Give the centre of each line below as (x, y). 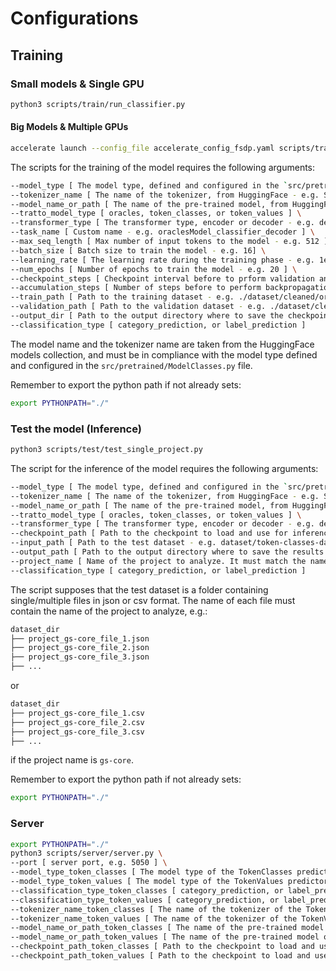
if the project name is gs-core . (72, 760)
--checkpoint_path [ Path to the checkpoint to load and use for (149, 533)
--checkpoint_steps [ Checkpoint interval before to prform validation (162, 278)
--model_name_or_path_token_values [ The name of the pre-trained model (165, 937)
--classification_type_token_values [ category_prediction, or (145, 900)
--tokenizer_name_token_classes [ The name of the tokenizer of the (156, 909)
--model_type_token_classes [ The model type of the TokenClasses (151, 872)
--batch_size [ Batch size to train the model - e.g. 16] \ (138, 250)
